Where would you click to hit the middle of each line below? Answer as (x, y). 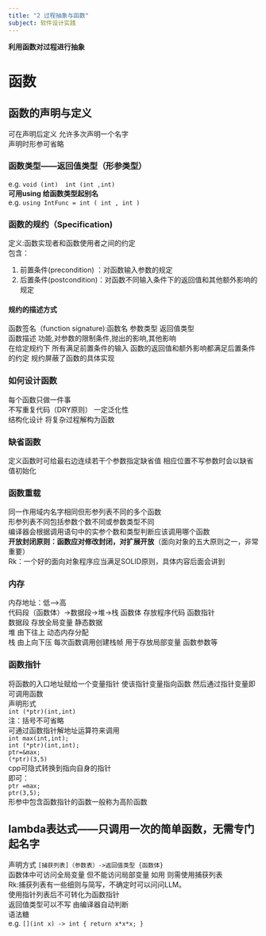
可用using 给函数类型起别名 (54, 193)
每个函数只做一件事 (40, 399)
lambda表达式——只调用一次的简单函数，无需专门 (131, 829)
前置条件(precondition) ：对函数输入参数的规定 (96, 270)
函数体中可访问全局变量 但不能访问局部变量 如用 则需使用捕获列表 (116, 874)
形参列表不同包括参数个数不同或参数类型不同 (81, 522)
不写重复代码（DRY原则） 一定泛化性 (69, 409)
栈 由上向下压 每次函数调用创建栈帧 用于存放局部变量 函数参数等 (113, 643)
